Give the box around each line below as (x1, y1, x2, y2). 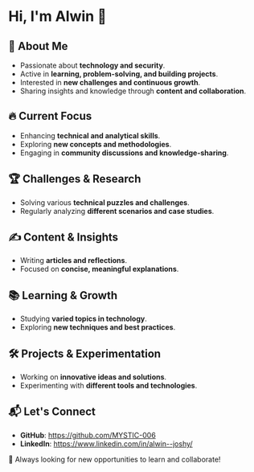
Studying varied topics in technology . (19, 314, 147, 324)
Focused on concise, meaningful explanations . (19, 265, 179, 274)
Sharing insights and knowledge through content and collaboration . (19, 86, 247, 96)
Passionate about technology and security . (19, 60, 166, 70)
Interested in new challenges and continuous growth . (19, 78, 201, 87)
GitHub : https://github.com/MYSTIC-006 (19, 430, 157, 440)
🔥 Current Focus (8, 109, 92, 123)
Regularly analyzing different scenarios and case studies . (19, 206, 215, 215)
